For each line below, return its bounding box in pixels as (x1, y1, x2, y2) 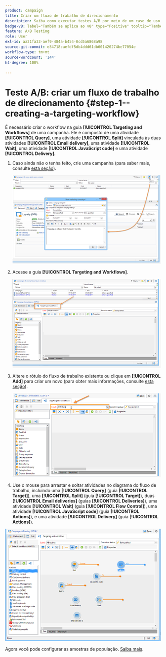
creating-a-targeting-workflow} (5, 108, 140, 119)
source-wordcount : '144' (5, 55, 56, 60)
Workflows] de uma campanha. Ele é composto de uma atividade (5, 130, 139, 136)
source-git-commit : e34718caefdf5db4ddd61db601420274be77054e (5, 44, 136, 49)
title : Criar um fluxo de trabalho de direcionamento (5, 13, 119, 18)
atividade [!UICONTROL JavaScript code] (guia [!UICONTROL (12, 508, 140, 514)
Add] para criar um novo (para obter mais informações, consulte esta (12, 378, 154, 384)
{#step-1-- (85, 98, 130, 109)
